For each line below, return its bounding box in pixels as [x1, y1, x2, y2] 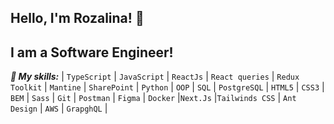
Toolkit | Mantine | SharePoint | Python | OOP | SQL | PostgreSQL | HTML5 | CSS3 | [10, 81, 325, 93]
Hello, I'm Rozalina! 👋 [10, 10, 145, 27]
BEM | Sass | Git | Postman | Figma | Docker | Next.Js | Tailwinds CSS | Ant [10, 92, 297, 104]
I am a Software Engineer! [10, 44, 174, 61]
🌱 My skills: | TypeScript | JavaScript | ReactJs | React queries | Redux [10, 71, 300, 83]
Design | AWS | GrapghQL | [10, 102, 108, 115]
